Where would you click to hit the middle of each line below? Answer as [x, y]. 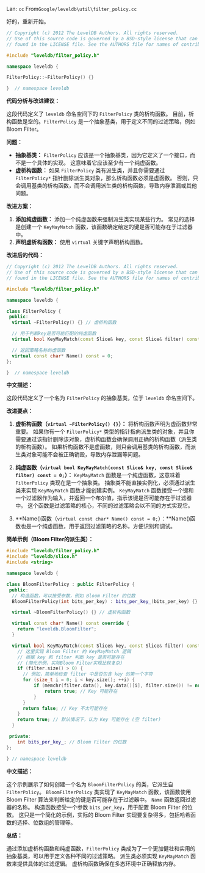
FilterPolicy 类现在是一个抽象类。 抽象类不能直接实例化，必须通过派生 [105, 483]
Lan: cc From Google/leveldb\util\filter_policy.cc [72, 9]
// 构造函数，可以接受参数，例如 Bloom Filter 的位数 [74, 596]
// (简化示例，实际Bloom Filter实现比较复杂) [70, 663]
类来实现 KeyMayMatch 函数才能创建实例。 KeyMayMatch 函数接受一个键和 [104, 491]
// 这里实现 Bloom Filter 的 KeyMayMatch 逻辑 [74, 651]
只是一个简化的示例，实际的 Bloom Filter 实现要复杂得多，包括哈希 [107, 814]
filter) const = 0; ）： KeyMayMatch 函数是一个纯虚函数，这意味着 [98, 475]
